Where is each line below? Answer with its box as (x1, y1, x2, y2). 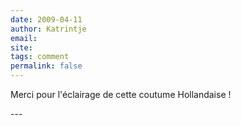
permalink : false (10, 61, 83, 71)
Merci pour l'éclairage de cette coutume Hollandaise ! (10, 89, 232, 100)
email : (10, 33, 38, 43)
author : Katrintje (10, 24, 87, 34)
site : (10, 42, 33, 53)
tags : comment (10, 52, 70, 62)
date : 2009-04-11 (10, 14, 83, 25)
